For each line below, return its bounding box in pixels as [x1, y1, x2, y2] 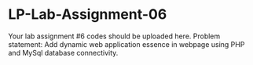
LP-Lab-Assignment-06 [8, 5, 167, 23]
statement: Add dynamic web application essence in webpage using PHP [8, 39, 245, 49]
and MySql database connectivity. [8, 48, 119, 57]
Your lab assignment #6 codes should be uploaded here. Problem [8, 31, 221, 41]
